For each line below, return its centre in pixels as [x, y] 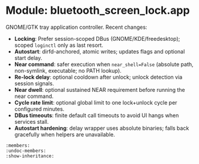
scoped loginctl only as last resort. [59, 45]
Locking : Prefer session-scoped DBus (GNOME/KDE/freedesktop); [97, 38]
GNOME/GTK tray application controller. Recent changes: [77, 27]
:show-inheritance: [30, 156]
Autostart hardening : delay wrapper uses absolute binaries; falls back [102, 128]
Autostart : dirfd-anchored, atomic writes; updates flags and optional [99, 51]
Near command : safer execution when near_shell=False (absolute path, [104, 64]
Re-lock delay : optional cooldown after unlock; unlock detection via [98, 77]
